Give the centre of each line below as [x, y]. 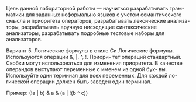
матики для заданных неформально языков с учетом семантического [94, 15]
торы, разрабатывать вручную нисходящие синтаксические [81, 27]
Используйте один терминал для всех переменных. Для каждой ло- [92, 75]
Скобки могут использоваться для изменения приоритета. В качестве [94, 63]
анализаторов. [24, 39]
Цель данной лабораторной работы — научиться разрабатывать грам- [95, 8]
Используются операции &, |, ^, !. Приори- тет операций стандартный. [94, 57]
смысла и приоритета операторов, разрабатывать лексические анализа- [98, 21]
